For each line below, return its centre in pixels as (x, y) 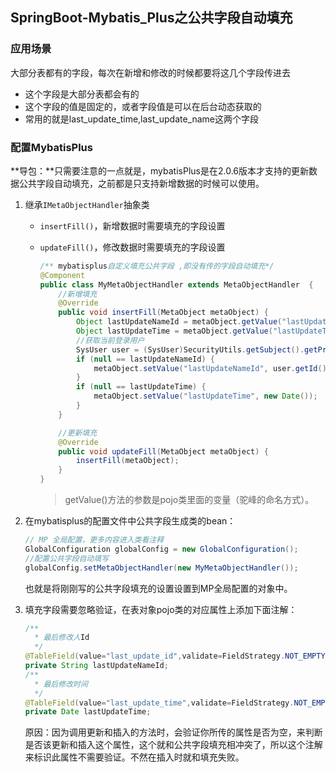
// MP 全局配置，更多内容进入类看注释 (94, 540)
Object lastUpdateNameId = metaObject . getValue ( (179, 322)
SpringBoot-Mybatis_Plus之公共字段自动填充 (151, 18)
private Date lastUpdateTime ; (88, 712)
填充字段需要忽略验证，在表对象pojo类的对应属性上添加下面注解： (161, 609)
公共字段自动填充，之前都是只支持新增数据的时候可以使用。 (141, 183)
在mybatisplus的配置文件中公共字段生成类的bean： (130, 521)
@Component (62, 275)
